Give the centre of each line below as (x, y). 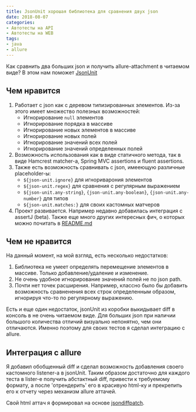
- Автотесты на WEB (30, 33)
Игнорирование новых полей (60, 136)
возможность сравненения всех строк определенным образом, (95, 292)
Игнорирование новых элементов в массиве (80, 130)
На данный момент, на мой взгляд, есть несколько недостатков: (87, 256)
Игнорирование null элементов (63, 117)
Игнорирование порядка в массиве (68, 123)
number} (32, 199)
